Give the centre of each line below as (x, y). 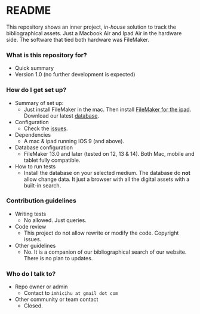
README (29, 10)
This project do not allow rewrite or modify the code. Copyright (101, 233)
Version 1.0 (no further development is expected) (75, 75)
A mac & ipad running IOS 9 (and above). (74, 141)
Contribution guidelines (41, 201)
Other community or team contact (56, 300)
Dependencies (33, 134)
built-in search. (42, 185)
